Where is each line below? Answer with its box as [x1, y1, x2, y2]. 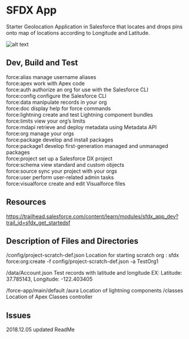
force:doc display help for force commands [6, 104, 111, 112]
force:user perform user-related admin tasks [6, 173, 114, 180]
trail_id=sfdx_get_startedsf [6, 219, 71, 226]
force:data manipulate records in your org [6, 98, 107, 106]
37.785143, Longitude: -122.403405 [6, 275, 93, 283]
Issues [6, 310, 31, 320]
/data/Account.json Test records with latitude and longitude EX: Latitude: [6, 269, 183, 277]
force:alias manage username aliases [6, 73, 97, 80]
